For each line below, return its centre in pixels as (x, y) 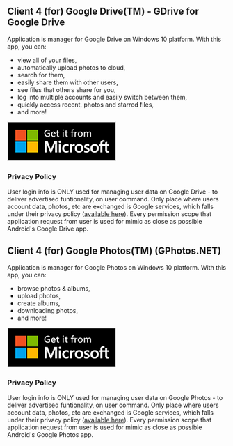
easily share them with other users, (67, 82)
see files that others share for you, (66, 89)
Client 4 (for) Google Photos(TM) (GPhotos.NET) (114, 251)
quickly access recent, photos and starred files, (86, 105)
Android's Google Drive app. (48, 229)
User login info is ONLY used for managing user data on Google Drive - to (113, 192)
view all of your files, (47, 60)
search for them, (41, 75)
